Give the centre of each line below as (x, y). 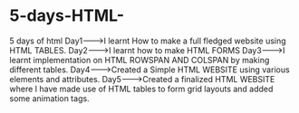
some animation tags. (49, 98)
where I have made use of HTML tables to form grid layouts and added (141, 89)
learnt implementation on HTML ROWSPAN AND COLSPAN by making (140, 60)
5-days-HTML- (67, 16)
